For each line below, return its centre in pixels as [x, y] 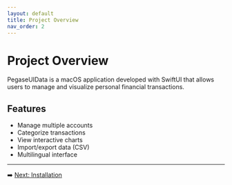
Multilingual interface [47, 155]
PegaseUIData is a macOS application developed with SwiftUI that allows [111, 79]
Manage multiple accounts [55, 126]
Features [27, 109]
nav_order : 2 [26, 26]
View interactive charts [50, 140]
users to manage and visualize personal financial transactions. [96, 87]
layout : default [30, 13]
